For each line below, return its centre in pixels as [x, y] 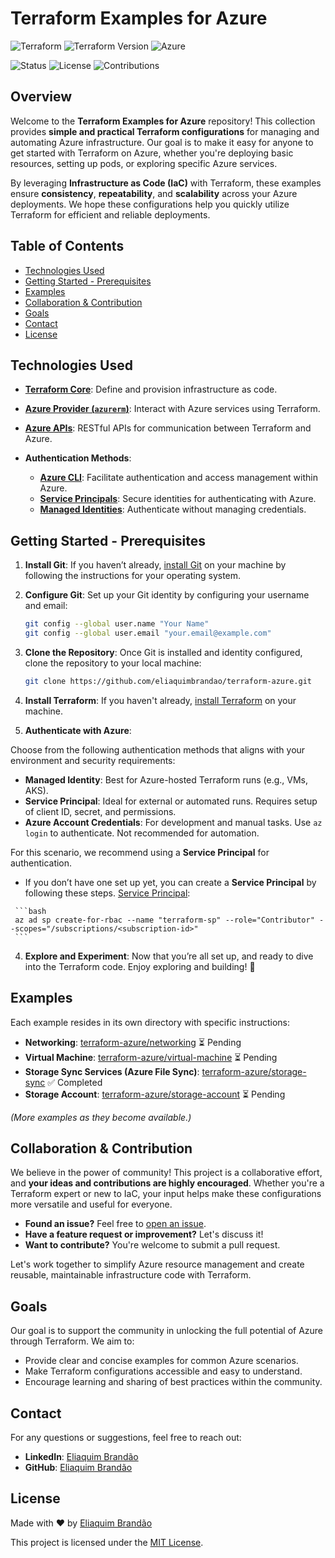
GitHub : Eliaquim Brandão [78, 1468]
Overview [41, 97]
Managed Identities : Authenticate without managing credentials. [173, 509]
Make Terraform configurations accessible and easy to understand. [163, 1371]
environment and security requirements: [93, 760]
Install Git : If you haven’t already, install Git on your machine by [155, 565]
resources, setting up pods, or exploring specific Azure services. [144, 163]
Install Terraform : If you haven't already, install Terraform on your [160, 700]
